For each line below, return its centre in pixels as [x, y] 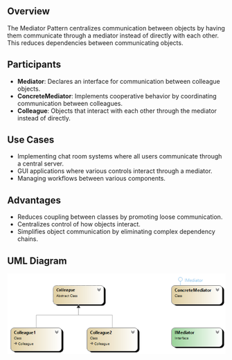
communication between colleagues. [70, 103]
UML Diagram [37, 261]
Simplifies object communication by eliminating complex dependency [116, 232]
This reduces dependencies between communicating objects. [95, 43]
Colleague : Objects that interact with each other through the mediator [117, 111]
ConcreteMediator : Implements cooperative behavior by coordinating [117, 96]
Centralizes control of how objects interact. [79, 224]
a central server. [41, 164]
